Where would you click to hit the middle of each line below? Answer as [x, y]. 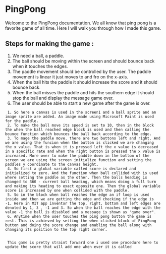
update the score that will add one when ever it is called [69, 247]
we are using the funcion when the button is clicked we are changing [80, 142]
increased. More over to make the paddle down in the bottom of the [77, 156]
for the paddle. [22, 121]
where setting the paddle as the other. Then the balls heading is [76, 177]
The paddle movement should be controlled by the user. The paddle [82, 71]
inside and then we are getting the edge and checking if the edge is [80, 199]
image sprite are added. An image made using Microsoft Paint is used [80, 117]
